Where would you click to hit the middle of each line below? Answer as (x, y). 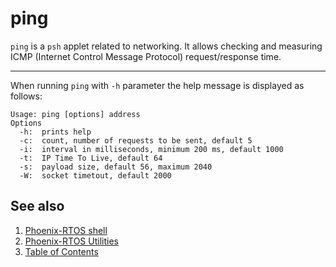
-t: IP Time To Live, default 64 (91, 158)
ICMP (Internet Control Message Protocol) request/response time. (146, 56)
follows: (26, 96)
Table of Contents (61, 251)
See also (37, 206)
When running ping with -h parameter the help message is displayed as (157, 85)
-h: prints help (55, 132)
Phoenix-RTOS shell (66, 230)
